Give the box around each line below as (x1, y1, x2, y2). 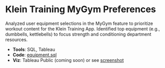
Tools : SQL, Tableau (12, 46, 55, 52)
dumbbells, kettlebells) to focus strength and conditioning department (5, 31, 151, 37)
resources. (5, 37, 28, 43)
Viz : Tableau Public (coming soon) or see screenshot (12, 57, 124, 63)
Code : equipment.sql (12, 52, 57, 58)
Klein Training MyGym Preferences (5, 4, 156, 15)
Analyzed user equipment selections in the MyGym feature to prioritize (5, 20, 153, 26)
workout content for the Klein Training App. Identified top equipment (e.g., (5, 25, 160, 31)
